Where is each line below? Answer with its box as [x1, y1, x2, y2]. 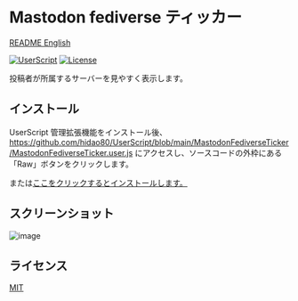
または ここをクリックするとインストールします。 [9, 177, 189, 188]
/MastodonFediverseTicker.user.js [9, 147, 133, 158]
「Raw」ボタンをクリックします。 [9, 159, 133, 169]
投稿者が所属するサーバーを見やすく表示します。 [9, 72, 189, 84]
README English [9, 37, 71, 48]
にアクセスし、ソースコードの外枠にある [134, 147, 283, 158]
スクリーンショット [9, 206, 114, 222]
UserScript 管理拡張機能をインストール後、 [9, 126, 167, 137]
